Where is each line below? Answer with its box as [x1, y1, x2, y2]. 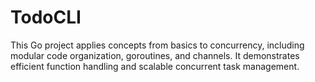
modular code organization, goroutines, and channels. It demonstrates [10, 49, 300, 61]
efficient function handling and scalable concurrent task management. [10, 60, 300, 72]
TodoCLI [10, 6, 82, 29]
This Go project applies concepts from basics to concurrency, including [10, 39, 305, 51]
